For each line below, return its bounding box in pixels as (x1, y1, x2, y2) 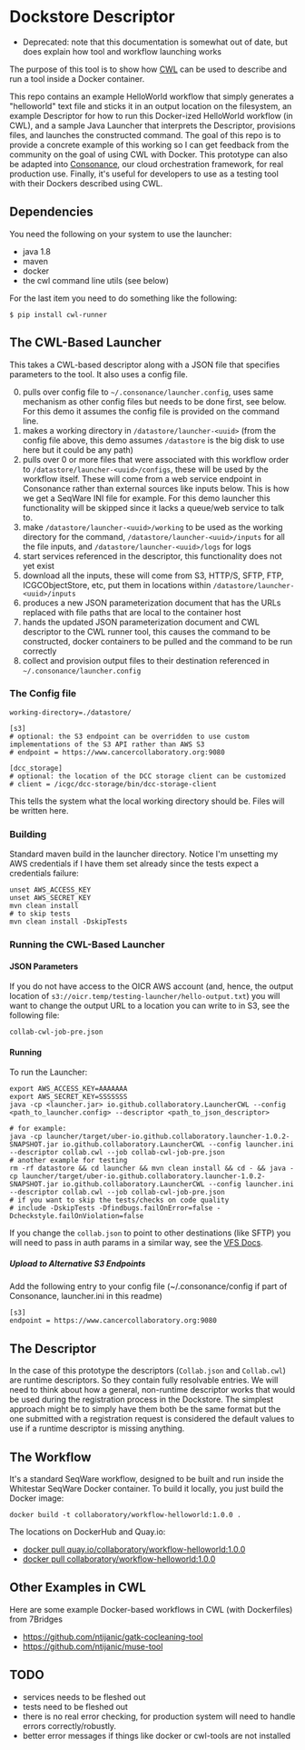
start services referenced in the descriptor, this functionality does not (22, 550, 282, 561)
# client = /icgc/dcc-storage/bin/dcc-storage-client (9, 779, 218, 788)
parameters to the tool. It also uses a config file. (9, 368, 188, 379)
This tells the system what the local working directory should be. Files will (9, 795, 285, 806)
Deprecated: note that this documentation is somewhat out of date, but (22, 36, 288, 47)
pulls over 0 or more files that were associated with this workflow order (22, 454, 290, 465)
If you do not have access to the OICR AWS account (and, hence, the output (9, 981, 294, 992)
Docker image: (9, 1493, 64, 1504)
